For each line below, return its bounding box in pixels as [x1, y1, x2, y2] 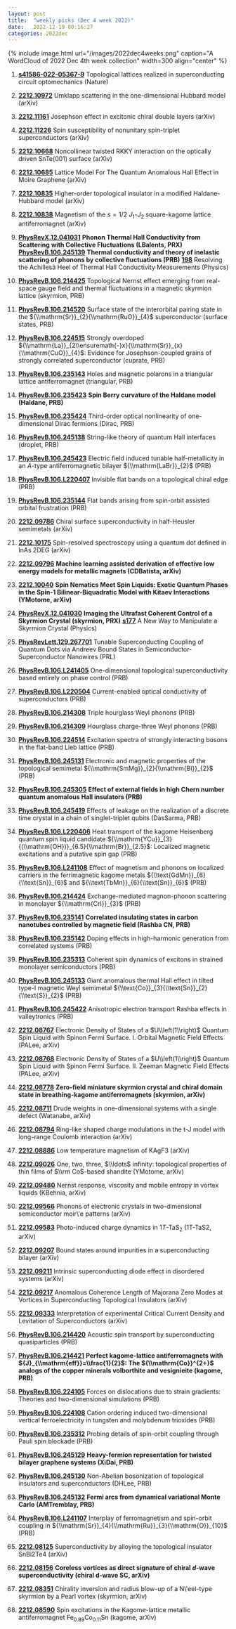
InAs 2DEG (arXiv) [18, 546, 71, 554]
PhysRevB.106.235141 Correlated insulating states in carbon [18, 913, 199, 921]
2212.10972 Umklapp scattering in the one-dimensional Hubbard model [18, 91, 226, 100]
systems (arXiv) [18, 1274, 64, 1283]
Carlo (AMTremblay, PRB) [18, 1500, 95, 1508]
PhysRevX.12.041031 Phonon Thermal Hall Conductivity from [18, 233, 201, 242]
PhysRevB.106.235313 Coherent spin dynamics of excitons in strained [18, 955, 223, 963]
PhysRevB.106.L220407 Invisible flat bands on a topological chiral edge [18, 475, 228, 483]
